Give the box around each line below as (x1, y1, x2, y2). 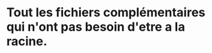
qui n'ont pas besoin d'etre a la (6, 19, 186, 35)
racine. (6, 34, 47, 49)
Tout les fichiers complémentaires (6, 5, 206, 20)
